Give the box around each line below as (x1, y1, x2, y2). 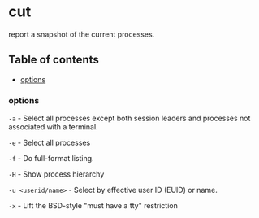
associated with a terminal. (8, 122, 99, 132)
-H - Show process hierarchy (8, 169, 105, 179)
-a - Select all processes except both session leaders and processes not (8, 113, 251, 124)
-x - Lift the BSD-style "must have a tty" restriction (8, 201, 179, 211)
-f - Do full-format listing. (8, 154, 95, 163)
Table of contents (8, 53, 99, 67)
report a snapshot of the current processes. (8, 29, 155, 39)
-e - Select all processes (8, 137, 91, 148)
